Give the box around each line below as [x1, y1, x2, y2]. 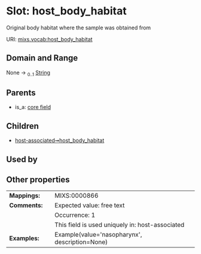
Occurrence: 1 [54, 211, 96, 219]
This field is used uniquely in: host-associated [54, 220, 185, 229]
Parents [6, 87, 36, 98]
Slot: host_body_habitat [6, 4, 127, 18]
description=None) [54, 238, 108, 246]
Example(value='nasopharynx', [54, 231, 142, 239]
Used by [6, 154, 38, 164]
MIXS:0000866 [54, 192, 99, 200]
